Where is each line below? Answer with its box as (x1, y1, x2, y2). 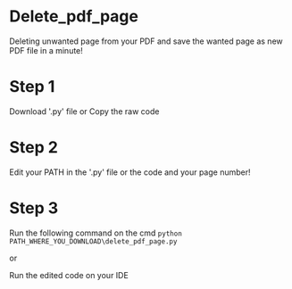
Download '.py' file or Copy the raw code (9, 105, 160, 117)
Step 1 (9, 77, 55, 97)
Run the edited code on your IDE (9, 269, 129, 280)
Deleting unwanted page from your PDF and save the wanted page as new (9, 36, 283, 46)
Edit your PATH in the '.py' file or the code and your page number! (9, 167, 251, 178)
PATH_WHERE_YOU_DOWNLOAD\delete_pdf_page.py (9, 236, 178, 246)
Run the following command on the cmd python (9, 227, 183, 238)
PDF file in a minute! (9, 45, 83, 55)
